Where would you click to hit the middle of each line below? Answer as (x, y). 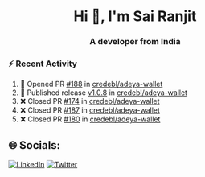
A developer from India (135, 42)
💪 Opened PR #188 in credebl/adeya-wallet (91, 84)
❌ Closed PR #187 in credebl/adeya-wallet (90, 110)
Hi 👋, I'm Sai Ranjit (135, 16)
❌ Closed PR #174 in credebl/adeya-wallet (90, 101)
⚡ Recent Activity (43, 64)
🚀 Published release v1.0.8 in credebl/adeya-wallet (103, 93)
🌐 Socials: (35, 145)
